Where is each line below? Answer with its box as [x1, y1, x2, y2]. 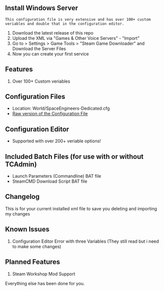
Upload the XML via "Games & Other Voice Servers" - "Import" [12, 35, 140, 41]
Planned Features [5, 258, 61, 266]
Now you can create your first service [12, 51, 89, 57]
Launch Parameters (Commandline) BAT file [12, 173, 101, 179]
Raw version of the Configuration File [12, 111, 88, 117]
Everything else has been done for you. [5, 280, 85, 286]
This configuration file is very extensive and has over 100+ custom [5, 17, 151, 22]
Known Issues [5, 225, 50, 233]
